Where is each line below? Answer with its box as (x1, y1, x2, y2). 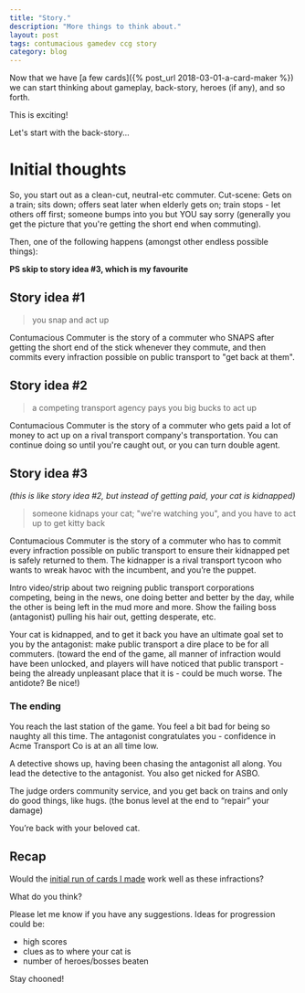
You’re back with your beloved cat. (9, 822, 141, 833)
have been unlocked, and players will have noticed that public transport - (9, 658, 285, 669)
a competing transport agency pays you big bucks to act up (31, 402, 258, 413)
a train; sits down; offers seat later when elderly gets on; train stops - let (9, 199, 281, 210)
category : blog (9, 48, 68, 57)
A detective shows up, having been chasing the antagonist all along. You (9, 757, 283, 768)
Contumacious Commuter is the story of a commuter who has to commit (9, 535, 281, 546)
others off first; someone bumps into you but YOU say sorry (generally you (9, 209, 290, 220)
